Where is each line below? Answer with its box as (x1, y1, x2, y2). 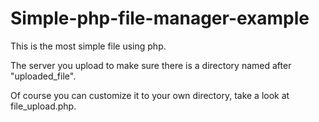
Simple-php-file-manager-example (10, 7, 310, 30)
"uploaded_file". (10, 70, 77, 82)
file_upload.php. (10, 100, 77, 112)
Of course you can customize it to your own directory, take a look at (10, 89, 290, 101)
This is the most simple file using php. (10, 40, 167, 52)
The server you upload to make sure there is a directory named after (10, 59, 292, 71)
